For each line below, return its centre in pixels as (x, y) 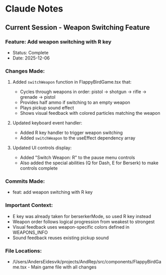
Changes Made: (25, 71)
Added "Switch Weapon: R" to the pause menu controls (77, 158)
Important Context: (29, 205)
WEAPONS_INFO (30, 232)
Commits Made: (25, 181)
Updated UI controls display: (42, 148)
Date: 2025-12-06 (31, 58)
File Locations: (23, 251)
